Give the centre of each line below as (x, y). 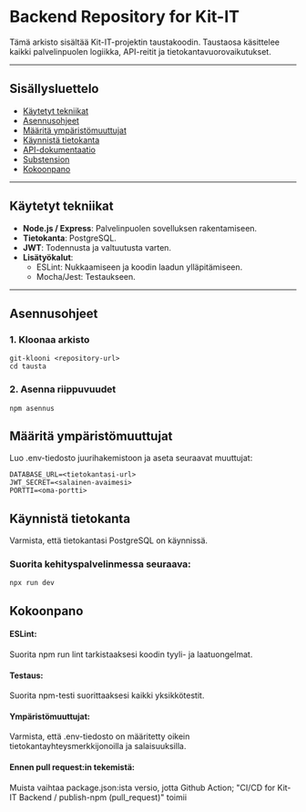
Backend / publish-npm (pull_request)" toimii (103, 797)
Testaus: (26, 675)
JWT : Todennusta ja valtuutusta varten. (97, 247)
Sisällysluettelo (54, 89)
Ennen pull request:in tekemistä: (72, 767)
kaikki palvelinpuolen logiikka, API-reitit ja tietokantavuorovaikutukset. (140, 51)
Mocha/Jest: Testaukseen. (86, 276)
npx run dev (32, 583)
